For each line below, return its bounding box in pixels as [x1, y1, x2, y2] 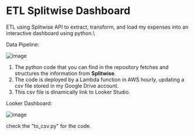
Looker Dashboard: [6, 99, 53, 106]
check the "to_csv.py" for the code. [6, 122, 92, 129]
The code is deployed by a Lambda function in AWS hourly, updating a [14, 76, 185, 83]
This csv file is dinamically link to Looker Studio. [14, 88, 130, 95]
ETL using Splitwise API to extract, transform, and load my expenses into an [6, 23, 189, 30]
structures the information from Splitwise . [14, 70, 116, 77]
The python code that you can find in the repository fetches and [14, 63, 169, 71]
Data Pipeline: [6, 41, 40, 48]
